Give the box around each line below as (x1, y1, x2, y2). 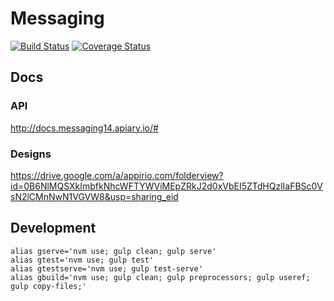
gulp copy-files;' (10, 281, 87, 291)
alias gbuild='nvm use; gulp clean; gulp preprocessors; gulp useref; (10, 272, 311, 282)
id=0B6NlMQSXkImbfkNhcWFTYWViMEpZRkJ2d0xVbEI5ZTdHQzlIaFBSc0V (10, 180, 323, 192)
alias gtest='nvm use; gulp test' (10, 255, 155, 265)
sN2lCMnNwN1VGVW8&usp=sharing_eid (10, 190, 179, 202)
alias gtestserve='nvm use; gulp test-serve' (10, 263, 203, 274)
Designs (10, 147, 52, 161)
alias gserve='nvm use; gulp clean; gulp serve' (10, 246, 217, 256)
